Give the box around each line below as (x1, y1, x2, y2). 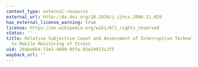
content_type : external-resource (6, 8, 88, 15)
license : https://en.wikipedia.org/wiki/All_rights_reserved (6, 24, 160, 31)
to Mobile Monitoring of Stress (11, 41, 91, 47)
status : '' (6, 30, 33, 36)
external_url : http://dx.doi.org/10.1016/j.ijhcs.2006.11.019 (6, 14, 162, 20)
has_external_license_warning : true (6, 19, 96, 25)
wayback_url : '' (6, 52, 46, 58)
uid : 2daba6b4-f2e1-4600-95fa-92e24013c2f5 (6, 47, 115, 52)
